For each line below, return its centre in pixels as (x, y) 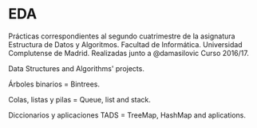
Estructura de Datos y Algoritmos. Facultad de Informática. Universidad (125, 44)
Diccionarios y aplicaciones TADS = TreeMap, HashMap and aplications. (127, 115)
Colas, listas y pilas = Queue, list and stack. (80, 99)
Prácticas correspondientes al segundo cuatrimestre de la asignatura (122, 36)
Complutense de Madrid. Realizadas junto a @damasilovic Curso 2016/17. (128, 53)
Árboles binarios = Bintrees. (54, 84)
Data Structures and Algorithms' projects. (77, 68)
